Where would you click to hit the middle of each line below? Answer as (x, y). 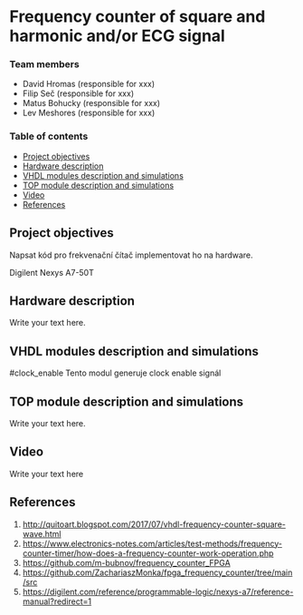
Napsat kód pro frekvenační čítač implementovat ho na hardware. (131, 255)
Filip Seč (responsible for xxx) (78, 93)
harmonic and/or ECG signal (118, 36)
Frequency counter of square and (137, 17)
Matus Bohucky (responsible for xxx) (91, 103)
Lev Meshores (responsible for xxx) (89, 113)
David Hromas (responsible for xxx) (89, 84)
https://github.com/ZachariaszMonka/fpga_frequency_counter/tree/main (157, 572)
